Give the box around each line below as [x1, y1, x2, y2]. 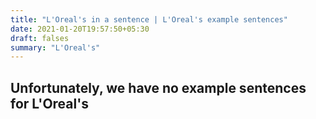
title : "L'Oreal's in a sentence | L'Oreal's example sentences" [10, 14, 288, 25]
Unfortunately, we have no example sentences [10, 79, 307, 96]
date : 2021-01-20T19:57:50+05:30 [10, 24, 150, 34]
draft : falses [10, 33, 70, 43]
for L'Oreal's [10, 95, 89, 112]
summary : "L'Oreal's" [10, 42, 101, 53]
